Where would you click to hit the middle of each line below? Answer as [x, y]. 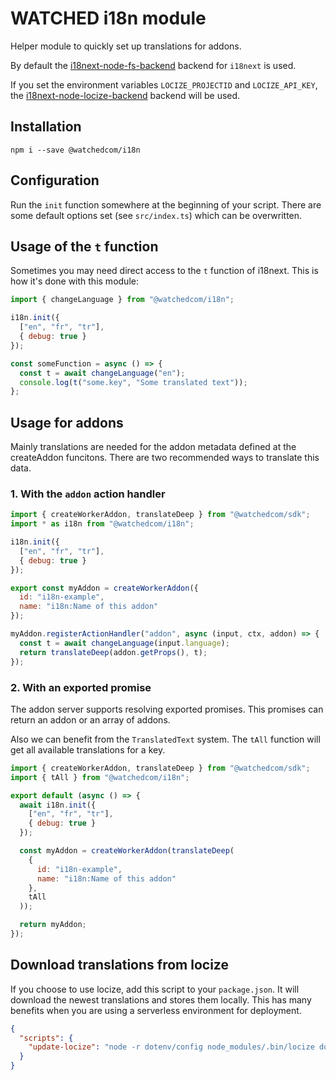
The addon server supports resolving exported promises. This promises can [167, 709]
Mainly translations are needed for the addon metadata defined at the [153, 447]
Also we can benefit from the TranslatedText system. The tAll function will [165, 739]
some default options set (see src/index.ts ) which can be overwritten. [156, 215]
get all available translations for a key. [88, 749]
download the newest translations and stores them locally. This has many [161, 999]
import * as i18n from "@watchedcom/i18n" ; [102, 524]
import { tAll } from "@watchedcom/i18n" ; [100, 777]
